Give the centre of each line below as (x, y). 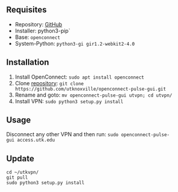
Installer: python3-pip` (42, 31)
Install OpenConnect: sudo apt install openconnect (79, 77)
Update (20, 158)
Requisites (26, 10)
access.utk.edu (36, 140)
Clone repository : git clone (49, 83)
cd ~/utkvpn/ (23, 172)
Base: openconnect (38, 37)
